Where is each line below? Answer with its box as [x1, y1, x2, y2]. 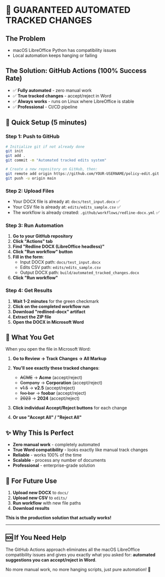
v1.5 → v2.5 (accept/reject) [20, 385, 75, 391]
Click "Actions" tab [12, 239, 53, 244]
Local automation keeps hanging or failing [12, 52, 97, 58]
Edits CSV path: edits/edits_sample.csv [20, 264, 101, 270]
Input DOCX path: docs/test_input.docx [20, 259, 101, 265]
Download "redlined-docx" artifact [12, 309, 86, 314]
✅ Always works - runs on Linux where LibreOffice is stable [12, 98, 134, 104]
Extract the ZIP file [12, 313, 51, 320]
